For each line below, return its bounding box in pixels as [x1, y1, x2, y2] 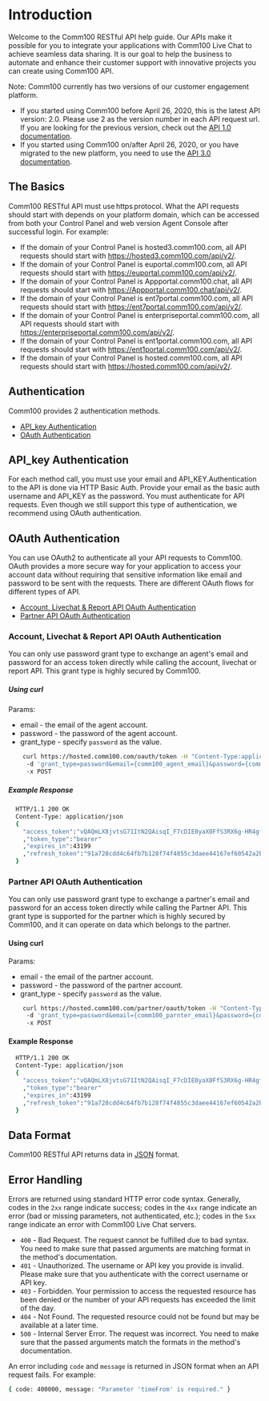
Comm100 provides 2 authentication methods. [8, 406, 161, 416]
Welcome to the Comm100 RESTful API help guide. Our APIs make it [8, 32, 232, 42]
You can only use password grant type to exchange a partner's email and [8, 895, 250, 904]
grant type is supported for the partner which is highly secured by [8, 912, 226, 921]
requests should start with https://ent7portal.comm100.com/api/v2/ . [19, 302, 243, 312]
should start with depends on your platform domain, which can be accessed [8, 210, 259, 219]
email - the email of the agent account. [19, 720, 148, 730]
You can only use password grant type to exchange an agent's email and [8, 649, 249, 658]
